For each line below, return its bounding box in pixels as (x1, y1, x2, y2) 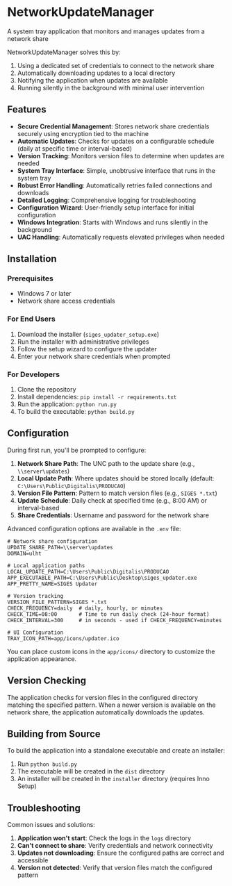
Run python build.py (17, 760, 78, 768)
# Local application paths (7, 562, 85, 569)
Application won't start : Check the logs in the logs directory (17, 834, 192, 842)
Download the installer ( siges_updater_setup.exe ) (17, 330, 160, 338)
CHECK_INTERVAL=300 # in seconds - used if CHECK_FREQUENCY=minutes (7, 617, 222, 624)
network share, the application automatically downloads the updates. (7, 708, 205, 716)
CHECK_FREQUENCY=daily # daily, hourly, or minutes (7, 605, 163, 612)
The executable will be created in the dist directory (17, 767, 165, 776)
